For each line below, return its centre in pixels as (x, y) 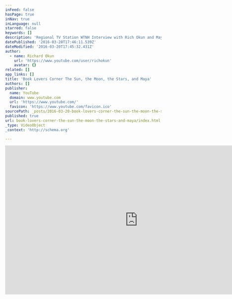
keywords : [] (19, 33)
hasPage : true (20, 14)
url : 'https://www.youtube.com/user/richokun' (63, 61)
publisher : (16, 88)
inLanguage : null (23, 24)
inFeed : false (20, 10)
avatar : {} (25, 65)
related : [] (17, 70)
